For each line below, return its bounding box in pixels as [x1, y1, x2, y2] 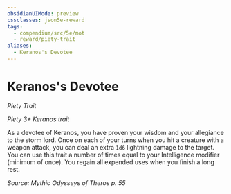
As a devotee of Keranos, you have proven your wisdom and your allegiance [7, 128, 225, 136]
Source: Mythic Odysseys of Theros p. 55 [7, 178, 126, 187]
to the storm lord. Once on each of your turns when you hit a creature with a [7, 136, 224, 144]
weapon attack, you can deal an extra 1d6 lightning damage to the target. [7, 143, 215, 151]
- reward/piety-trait [13, 36, 76, 43]
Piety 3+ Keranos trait [7, 115, 70, 123]
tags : [7, 23, 23, 30]
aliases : [7, 42, 33, 49]
